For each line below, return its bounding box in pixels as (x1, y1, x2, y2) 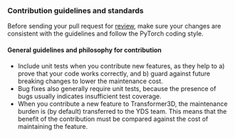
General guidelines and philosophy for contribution (7, 46, 162, 54)
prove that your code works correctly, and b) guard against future (17, 69, 211, 78)
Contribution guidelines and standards (7, 6, 144, 16)
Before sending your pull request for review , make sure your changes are (7, 22, 221, 31)
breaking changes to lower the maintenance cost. (17, 77, 164, 85)
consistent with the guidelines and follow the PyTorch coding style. (7, 29, 204, 38)
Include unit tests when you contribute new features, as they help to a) (17, 61, 225, 70)
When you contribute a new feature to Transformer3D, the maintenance (17, 99, 228, 108)
